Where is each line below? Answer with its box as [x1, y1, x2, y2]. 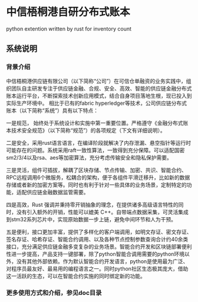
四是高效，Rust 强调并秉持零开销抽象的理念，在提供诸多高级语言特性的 [6, 201, 179, 208]
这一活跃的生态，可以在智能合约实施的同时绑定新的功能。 [6, 272, 146, 280]
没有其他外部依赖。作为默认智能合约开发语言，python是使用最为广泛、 [16, 257, 189, 265]
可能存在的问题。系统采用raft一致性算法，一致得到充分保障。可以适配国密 [6, 147, 185, 154]
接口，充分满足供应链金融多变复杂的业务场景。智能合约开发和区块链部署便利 [6, 243, 192, 250]
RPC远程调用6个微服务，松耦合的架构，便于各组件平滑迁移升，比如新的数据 [6, 174, 190, 181]
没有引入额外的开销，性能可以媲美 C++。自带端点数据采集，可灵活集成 [16, 208, 189, 215]
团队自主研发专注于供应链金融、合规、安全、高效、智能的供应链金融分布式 [11, 85, 192, 92]
